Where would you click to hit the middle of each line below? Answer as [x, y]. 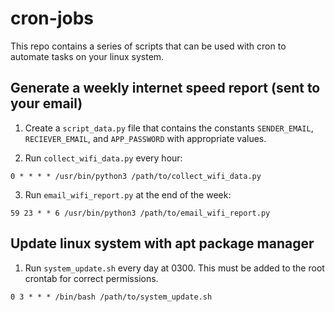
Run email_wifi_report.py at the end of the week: [128, 194]
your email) [46, 103]
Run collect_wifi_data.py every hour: [103, 158]
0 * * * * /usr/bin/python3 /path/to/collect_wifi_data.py [136, 176]
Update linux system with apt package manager [162, 243]
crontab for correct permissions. [91, 278]
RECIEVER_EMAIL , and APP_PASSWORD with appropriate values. [145, 138]
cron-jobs [52, 18]
